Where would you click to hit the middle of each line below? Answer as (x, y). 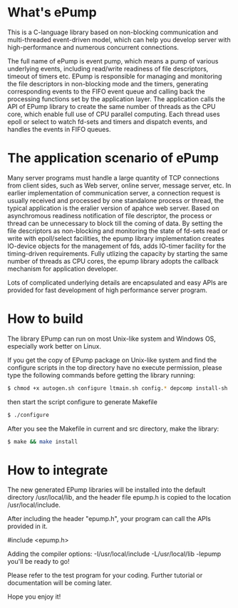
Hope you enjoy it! (34, 597)
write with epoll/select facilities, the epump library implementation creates (116, 238)
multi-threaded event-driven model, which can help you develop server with (119, 39)
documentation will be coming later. (60, 583)
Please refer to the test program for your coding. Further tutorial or (105, 575)
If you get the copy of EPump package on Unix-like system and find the (112, 360)
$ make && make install (43, 442)
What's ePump (52, 12)
